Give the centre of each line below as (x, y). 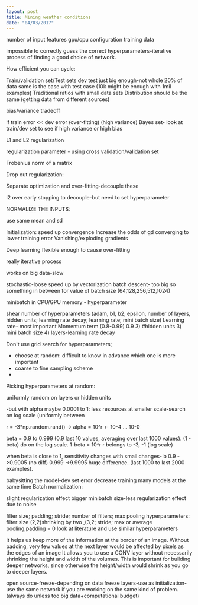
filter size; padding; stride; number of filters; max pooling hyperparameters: (98, 516)
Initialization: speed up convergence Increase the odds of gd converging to (98, 232)
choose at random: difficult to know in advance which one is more (95, 356)
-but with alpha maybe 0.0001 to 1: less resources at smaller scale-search (96, 409)
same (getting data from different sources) (58, 99)
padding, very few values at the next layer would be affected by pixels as (95, 546)
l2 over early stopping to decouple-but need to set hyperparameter (88, 198)
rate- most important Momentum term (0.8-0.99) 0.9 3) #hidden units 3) (94, 327)
